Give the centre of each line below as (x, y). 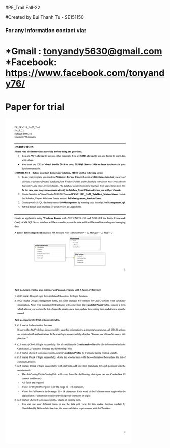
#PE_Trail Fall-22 (23, 7)
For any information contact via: (46, 30)
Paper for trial (35, 107)
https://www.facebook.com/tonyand (85, 73)
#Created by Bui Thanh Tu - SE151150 (45, 17)
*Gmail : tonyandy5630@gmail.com (84, 52)
